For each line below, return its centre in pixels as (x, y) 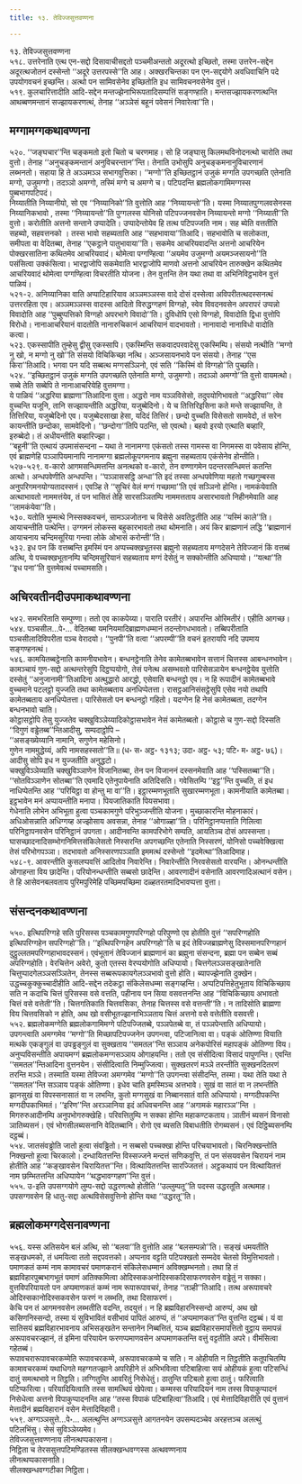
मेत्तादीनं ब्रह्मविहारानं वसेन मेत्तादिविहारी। (65, 1409)
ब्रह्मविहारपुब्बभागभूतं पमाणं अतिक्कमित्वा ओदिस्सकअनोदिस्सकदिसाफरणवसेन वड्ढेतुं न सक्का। (138, 1277)
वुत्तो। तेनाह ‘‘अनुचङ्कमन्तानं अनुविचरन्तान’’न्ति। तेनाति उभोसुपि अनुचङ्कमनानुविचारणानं (136, 162)
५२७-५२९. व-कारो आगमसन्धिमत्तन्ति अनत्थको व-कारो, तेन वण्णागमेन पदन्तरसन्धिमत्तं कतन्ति (141, 467)
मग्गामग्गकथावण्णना (49, 131)
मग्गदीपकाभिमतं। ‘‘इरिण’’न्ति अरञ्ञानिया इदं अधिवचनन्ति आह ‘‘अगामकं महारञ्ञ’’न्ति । (133, 1106)
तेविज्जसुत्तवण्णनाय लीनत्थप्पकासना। (61, 1439)
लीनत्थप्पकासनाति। (37, 1460)
